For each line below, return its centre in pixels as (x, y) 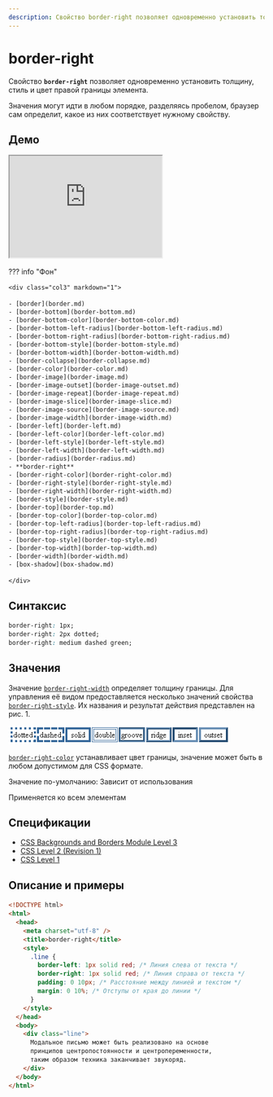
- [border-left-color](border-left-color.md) (87, 434)
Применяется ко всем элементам (67, 797)
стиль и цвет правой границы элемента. (78, 90)
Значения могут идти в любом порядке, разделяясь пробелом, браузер (134, 105)
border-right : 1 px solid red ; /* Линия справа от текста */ (141, 974)
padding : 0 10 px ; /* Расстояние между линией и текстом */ (140, 983)
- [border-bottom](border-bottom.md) (72, 312)
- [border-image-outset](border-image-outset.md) (94, 386)
